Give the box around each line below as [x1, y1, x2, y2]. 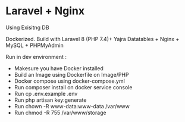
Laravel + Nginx [5, 4, 84, 18]
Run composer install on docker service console [14, 83, 133, 90]
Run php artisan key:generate [14, 96, 87, 104]
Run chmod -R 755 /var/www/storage [14, 109, 106, 116]
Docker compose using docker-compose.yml [14, 77, 126, 85]
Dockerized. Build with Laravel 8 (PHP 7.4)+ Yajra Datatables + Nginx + [5, 35, 180, 42]
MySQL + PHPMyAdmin [5, 42, 64, 49]
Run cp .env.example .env [14, 90, 78, 97]
